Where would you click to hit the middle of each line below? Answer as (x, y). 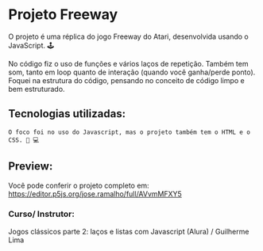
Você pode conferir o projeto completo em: (79, 185)
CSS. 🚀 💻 (24, 140)
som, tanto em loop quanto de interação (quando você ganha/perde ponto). (132, 72)
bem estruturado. (37, 89)
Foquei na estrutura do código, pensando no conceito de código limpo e (126, 80)
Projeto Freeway (63, 15)
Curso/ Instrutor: (42, 214)
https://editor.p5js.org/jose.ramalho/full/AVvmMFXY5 (95, 194)
